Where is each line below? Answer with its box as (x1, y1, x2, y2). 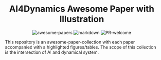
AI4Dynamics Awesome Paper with (9, 3, 155, 15)
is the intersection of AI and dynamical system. (5, 49, 99, 55)
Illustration (59, 14, 105, 25)
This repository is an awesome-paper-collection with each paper (5, 39, 135, 45)
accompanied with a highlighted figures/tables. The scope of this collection (5, 44, 157, 50)
